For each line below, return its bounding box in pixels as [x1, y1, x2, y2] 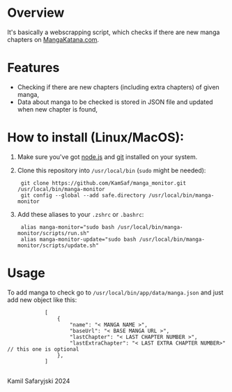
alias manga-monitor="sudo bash [20, 223, 115, 231]
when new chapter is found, [17, 105, 98, 113]
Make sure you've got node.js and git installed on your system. [17, 152, 198, 161]
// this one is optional [7, 345, 79, 353]
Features [7, 60, 60, 76]
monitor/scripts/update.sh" [17, 242, 99, 249]
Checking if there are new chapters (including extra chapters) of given [17, 82, 219, 91]
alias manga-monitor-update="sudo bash [20, 236, 137, 243]
